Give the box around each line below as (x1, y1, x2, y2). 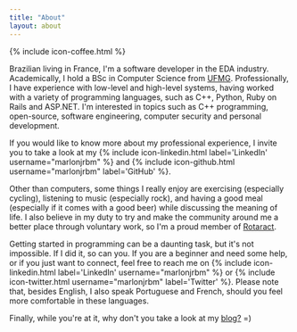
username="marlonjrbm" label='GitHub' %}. (9, 166, 171, 177)
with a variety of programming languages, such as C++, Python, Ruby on (9, 91, 277, 103)
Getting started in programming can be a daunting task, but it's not (9, 238, 254, 249)
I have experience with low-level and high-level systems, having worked (9, 82, 275, 93)
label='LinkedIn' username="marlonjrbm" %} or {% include (57, 267, 276, 278)
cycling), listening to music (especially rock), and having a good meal (9, 193, 263, 203)
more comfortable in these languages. (9, 295, 150, 306)
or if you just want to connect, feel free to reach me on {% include (9, 257, 252, 268)
